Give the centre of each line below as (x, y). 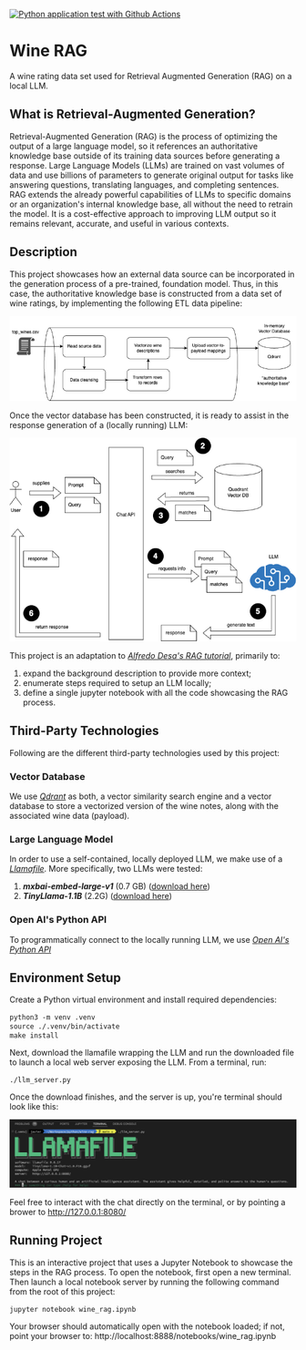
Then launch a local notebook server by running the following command (144, 1282)
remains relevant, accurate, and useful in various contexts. (119, 223)
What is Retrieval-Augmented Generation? (133, 114)
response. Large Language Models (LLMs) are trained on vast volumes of (147, 165)
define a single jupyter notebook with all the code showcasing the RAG (155, 692)
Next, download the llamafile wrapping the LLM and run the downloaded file (152, 1053)
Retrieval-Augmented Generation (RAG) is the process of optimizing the (143, 136)
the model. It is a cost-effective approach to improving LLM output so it (143, 213)
